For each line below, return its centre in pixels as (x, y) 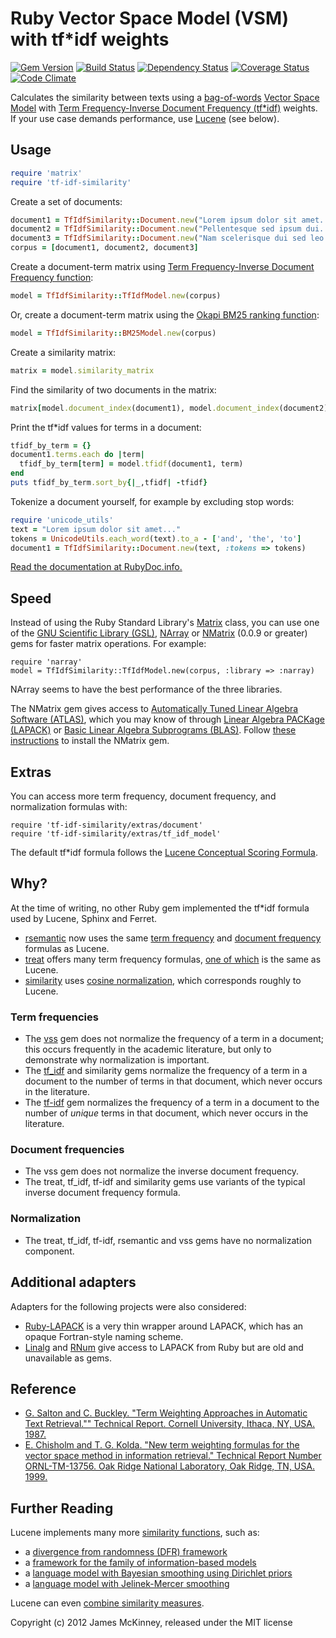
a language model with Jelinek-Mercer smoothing (127, 1584)
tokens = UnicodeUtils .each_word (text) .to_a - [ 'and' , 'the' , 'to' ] (156, 538)
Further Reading (62, 1508)
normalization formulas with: (69, 806)
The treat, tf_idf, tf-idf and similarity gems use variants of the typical (165, 1182)
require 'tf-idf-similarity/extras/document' (106, 825)
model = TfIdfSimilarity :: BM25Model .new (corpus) (113, 333)
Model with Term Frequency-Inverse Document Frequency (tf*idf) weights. (164, 108)
